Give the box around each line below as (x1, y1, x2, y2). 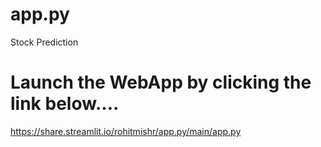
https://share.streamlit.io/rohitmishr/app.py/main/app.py (10, 125, 242, 137)
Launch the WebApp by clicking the (10, 71, 312, 94)
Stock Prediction (10, 36, 79, 48)
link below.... (10, 93, 120, 115)
